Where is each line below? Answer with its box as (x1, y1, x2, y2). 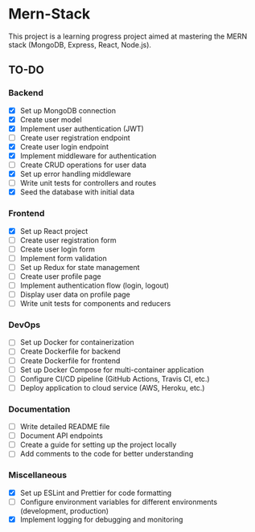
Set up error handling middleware (19, 170, 131, 179)
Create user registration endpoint (19, 133, 130, 142)
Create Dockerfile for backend (19, 346, 121, 356)
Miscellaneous (8, 469, 67, 481)
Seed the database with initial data (19, 187, 135, 197)
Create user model (19, 114, 82, 125)
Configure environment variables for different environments (19, 497, 218, 506)
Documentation (8, 403, 71, 415)
